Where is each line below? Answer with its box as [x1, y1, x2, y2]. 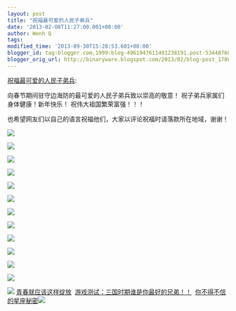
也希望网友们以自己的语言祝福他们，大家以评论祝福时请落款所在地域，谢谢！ [7, 114, 229, 123]
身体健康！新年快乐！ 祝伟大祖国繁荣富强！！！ [7, 100, 145, 108]
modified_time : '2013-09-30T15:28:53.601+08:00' [7, 43, 152, 50]
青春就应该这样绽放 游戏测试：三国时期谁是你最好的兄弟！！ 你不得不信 [15, 287, 226, 296]
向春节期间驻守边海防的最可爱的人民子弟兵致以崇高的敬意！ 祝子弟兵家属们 [7, 91, 225, 99]
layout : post [7, 10, 46, 18]
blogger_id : [7, 50, 42, 57]
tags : [7, 37, 23, 44]
